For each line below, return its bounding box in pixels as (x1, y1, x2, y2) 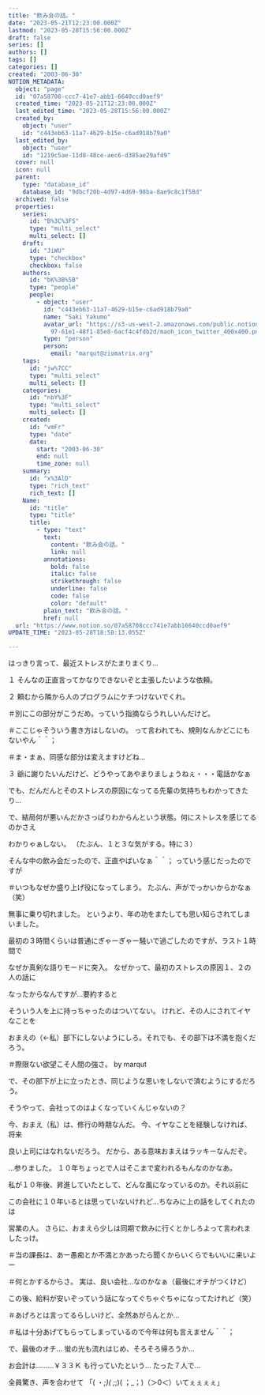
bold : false (50, 563, 90, 571)
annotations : (43, 555, 87, 564)
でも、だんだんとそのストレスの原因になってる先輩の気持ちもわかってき (8, 786, 242, 795)
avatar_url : (43, 320, 83, 328)
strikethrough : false (50, 578, 122, 586)
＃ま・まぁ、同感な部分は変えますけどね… (8, 752, 146, 762)
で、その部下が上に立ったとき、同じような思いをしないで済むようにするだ (8, 1076, 249, 1086)
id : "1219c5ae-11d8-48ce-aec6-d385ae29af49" (22, 151, 171, 159)
